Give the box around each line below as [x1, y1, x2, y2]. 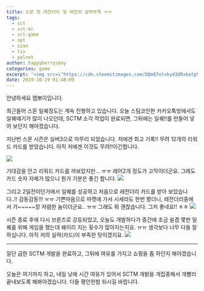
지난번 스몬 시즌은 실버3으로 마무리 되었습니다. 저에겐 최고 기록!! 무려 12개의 [6, 135, 186, 143]
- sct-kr [12, 26, 34, 32]
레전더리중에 [163, 195, 194, 203]
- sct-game [12, 32, 39, 38]
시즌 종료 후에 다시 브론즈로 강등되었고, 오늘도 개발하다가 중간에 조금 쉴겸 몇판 [6, 216, 191, 223]
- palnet [12, 54, 34, 60]
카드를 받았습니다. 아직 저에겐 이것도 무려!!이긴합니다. [12, 143, 139, 150]
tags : [6, 15, 20, 21]
